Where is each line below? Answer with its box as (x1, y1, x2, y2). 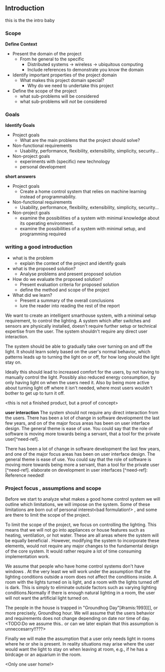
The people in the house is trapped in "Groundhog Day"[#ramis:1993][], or (5, 605, 158, 611)
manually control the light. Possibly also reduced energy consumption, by (5, 374, 156, 380)
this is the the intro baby (5, 17, 55, 23)
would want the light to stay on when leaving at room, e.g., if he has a (5, 647, 148, 652)
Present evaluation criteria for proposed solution (19, 281, 120, 287)
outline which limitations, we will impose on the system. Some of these (5, 502, 151, 507)
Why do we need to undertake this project (27, 82, 114, 89)
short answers (5, 173, 36, 179)
